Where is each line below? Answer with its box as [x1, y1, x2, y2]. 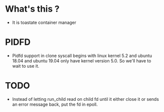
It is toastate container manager [12, 19, 77, 25]
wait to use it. [12, 63, 40, 69]
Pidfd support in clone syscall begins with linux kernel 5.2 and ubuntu [12, 53, 152, 58]
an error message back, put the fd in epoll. [12, 101, 98, 107]
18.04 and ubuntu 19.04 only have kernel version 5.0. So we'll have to [12, 57, 151, 64]
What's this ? [5, 3, 60, 15]
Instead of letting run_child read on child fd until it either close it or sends [12, 96, 159, 102]
